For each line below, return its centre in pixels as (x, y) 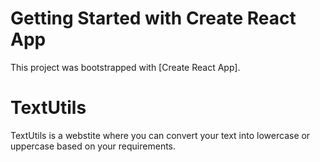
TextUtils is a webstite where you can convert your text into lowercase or (160, 135)
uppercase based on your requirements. (93, 146)
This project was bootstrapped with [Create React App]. (125, 67)
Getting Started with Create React (153, 18)
